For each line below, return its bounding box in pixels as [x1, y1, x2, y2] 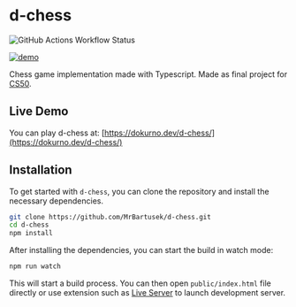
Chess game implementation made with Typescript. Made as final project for [9, 68, 288, 80]
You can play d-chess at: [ [9, 127, 105, 138]
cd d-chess [9, 220, 49, 230]
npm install [9, 229, 53, 238]
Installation [9, 163, 72, 178]
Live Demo [9, 104, 69, 119]
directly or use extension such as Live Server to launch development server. [9, 288, 285, 298]
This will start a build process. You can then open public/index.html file [9, 278, 271, 288]
